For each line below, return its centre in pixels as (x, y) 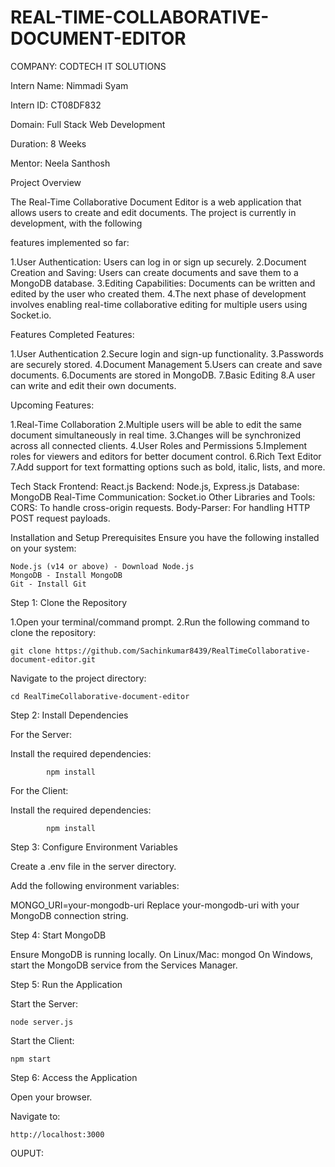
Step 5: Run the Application (66, 984)
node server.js (42, 1022)
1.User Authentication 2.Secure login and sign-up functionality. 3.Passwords (167, 353)
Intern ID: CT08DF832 (56, 105)
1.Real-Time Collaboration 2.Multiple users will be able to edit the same (156, 424)
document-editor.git (53, 659)
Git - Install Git (48, 584)
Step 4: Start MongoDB (58, 935)
